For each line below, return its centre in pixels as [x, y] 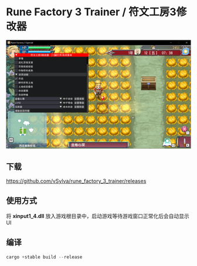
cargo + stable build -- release [44, 257]
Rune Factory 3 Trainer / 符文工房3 [91, 12]
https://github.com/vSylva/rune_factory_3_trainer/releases [76, 181]
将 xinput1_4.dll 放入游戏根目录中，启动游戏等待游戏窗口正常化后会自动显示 [98, 216]
